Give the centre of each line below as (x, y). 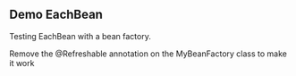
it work (22, 63)
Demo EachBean (56, 15)
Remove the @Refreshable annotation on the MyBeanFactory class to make (148, 54)
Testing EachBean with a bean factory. (80, 36)
